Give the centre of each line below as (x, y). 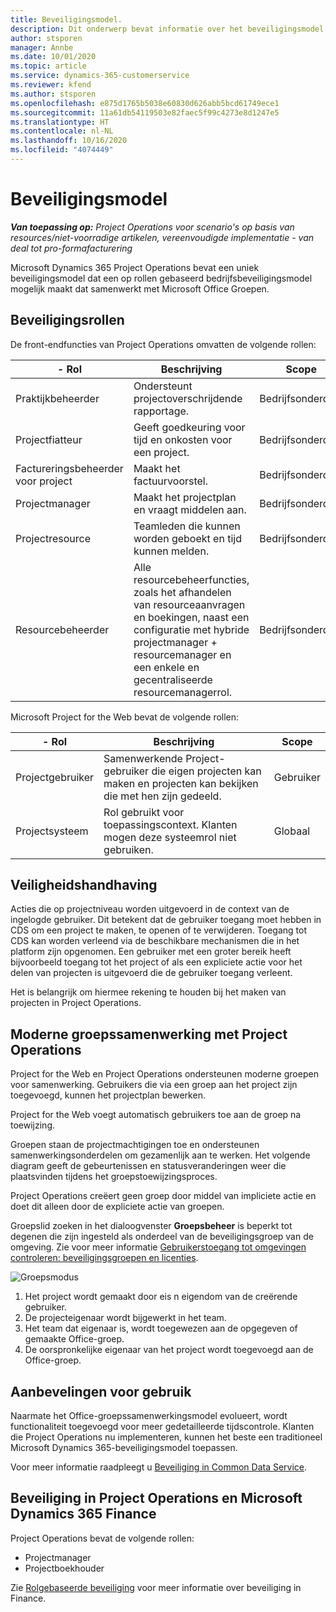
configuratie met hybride (191, 629)
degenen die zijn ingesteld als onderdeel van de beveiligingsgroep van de (162, 1237)
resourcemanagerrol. (183, 692)
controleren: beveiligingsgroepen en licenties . (104, 1258)
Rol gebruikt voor (144, 812)
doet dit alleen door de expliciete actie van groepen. (117, 1207)
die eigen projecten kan (206, 771)
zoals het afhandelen (182, 592)
